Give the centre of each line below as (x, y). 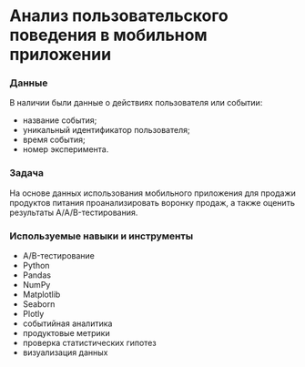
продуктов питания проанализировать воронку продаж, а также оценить (152, 202)
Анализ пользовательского (119, 16)
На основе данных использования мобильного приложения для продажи (152, 193)
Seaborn (39, 304)
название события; (60, 120)
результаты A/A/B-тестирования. (74, 212)
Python (36, 266)
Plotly (33, 314)
